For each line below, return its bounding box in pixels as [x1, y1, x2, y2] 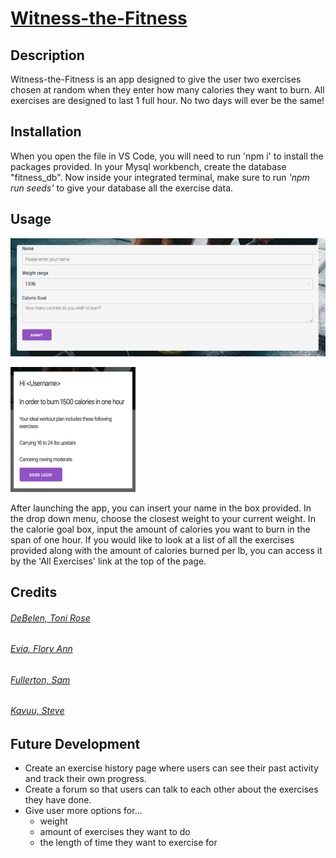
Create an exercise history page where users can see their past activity [24, 762, 319, 774]
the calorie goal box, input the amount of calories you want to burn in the [10, 523, 311, 535]
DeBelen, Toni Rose [10, 612, 91, 624]
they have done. [24, 794, 92, 806]
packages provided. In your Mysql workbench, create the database [10, 160, 287, 172]
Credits [10, 584, 58, 601]
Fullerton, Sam [10, 673, 71, 686]
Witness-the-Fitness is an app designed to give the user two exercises [10, 73, 302, 85]
